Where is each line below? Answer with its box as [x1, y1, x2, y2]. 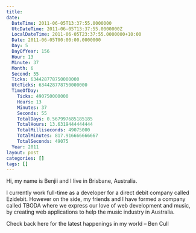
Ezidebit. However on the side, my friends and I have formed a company [6, 195, 186, 203]
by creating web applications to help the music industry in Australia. [6, 208, 175, 215]
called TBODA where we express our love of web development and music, [6, 202, 191, 209]
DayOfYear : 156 [11, 48, 50, 54]
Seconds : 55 [17, 110, 47, 116]
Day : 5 [11, 43, 28, 49]
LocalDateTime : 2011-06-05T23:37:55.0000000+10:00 [11, 31, 142, 38]
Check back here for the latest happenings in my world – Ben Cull [6, 220, 169, 228]
